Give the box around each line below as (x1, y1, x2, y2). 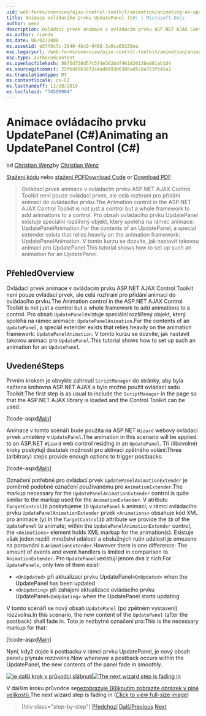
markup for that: (6, 624, 47, 631)
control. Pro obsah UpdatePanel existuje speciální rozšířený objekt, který (6, 310, 186, 318)
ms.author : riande (6, 32, 53, 38)
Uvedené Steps (6, 361, 64, 371)
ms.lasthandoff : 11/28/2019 (6, 83, 78, 89)
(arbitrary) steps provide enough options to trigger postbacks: (6, 453, 164, 460)
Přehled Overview (6, 268, 75, 279)
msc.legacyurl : (6, 49, 45, 55)
